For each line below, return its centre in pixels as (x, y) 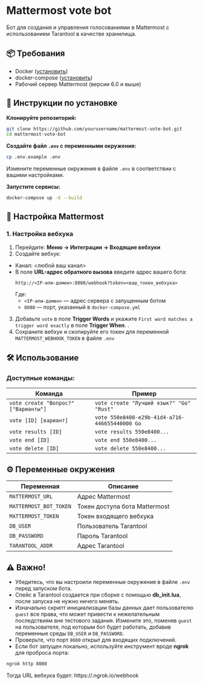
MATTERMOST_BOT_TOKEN (40, 507)
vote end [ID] (30, 440)
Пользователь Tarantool (112, 526)
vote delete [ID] (34, 448)
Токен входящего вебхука (115, 517)
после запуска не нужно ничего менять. (67, 601)
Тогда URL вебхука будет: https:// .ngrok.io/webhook (72, 675)
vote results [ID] (36, 432)
